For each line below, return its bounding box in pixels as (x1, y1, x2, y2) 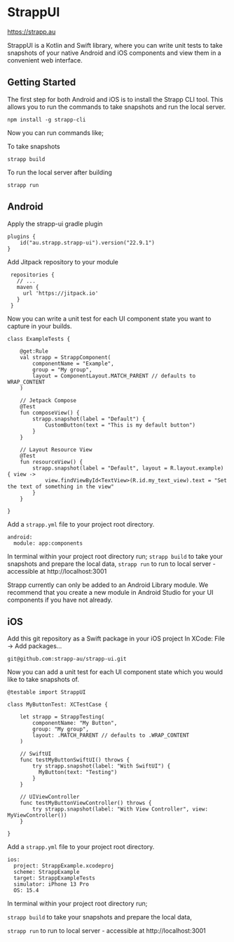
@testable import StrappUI (7, 689, 86, 696)
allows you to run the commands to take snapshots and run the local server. (7, 103, 226, 111)
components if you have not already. (7, 595, 113, 604)
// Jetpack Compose (20, 396, 77, 404)
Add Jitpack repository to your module (7, 257, 119, 266)
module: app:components (13, 539, 83, 547)
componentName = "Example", (32, 360, 114, 367)
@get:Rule (20, 347, 49, 355)
